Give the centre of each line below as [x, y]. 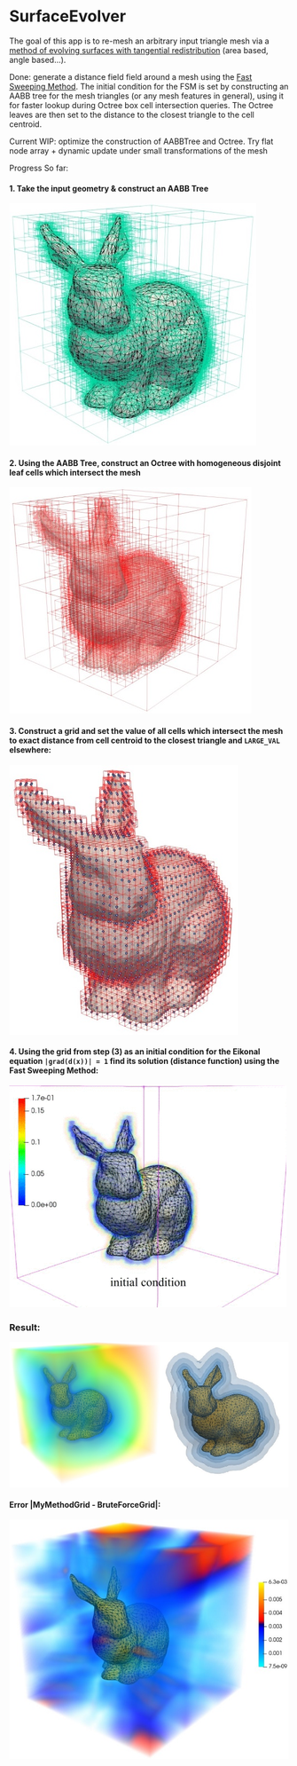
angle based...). [38, 59]
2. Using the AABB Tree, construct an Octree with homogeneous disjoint [145, 462]
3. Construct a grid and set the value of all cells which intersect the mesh [146, 730]
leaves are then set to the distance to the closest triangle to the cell [132, 114]
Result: [25, 1327]
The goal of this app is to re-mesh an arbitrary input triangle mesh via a [139, 41]
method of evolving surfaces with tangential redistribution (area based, [139, 50]
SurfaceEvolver [68, 16]
